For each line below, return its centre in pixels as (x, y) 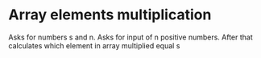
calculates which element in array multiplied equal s (94, 45)
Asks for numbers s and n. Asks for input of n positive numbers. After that (131, 37)
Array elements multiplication (110, 15)
